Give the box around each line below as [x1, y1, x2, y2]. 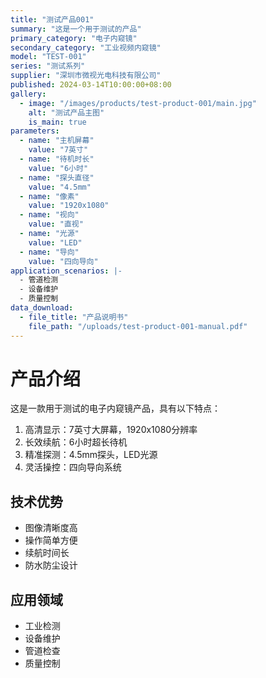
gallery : [10, 89, 47, 99]
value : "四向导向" [28, 256, 99, 266]
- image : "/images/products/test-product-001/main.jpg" [19, 98, 257, 108]
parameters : [10, 126, 60, 136]
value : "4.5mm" [28, 182, 92, 192]
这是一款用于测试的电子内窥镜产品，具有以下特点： [10, 402, 221, 415]
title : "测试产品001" [10, 14, 95, 25]
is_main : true [28, 117, 87, 127]
